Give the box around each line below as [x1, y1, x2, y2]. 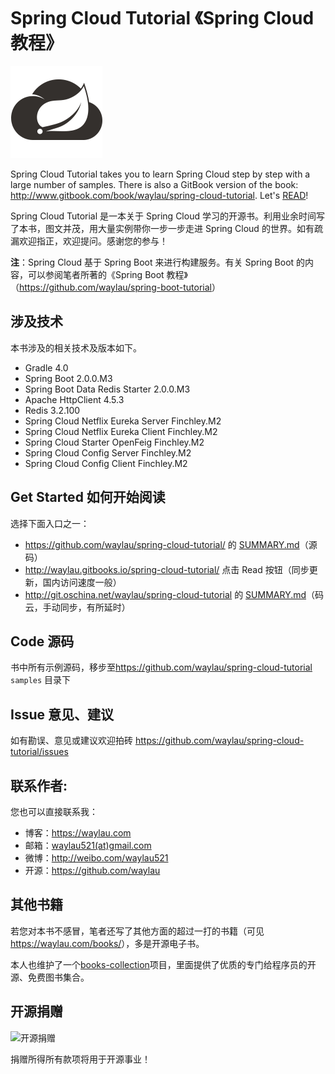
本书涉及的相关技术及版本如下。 [10, 341, 142, 354]
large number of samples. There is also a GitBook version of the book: [10, 178, 299, 190]
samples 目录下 [10, 674, 72, 686]
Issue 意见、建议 [10, 706, 114, 723]
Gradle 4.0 [24, 361, 69, 374]
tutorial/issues [10, 746, 69, 758]
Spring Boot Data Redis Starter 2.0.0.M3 [24, 383, 191, 395]
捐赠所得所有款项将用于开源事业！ [10, 1053, 151, 1065]
